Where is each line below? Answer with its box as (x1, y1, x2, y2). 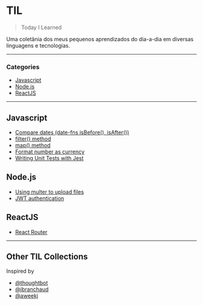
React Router (14, 228, 48, 235)
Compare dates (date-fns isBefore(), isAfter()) (14, 129, 129, 136)
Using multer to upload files (14, 188, 85, 195)
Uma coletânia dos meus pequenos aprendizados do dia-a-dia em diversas (6, 35, 194, 42)
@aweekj (14, 292, 38, 300)
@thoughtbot (14, 280, 48, 287)
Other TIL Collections (6, 252, 88, 262)
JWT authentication (14, 195, 65, 202)
